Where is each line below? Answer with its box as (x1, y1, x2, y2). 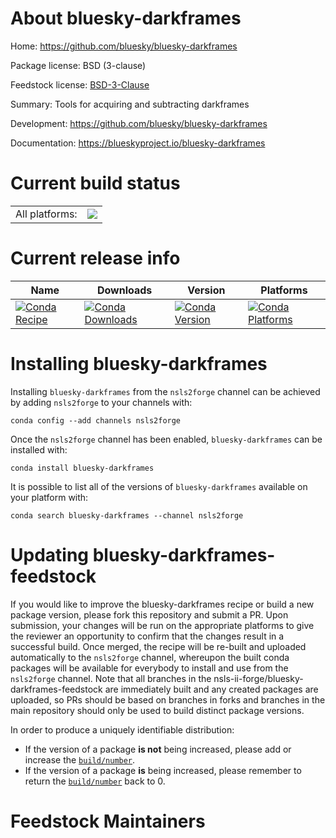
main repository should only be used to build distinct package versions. (10, 704, 305, 716)
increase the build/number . (24, 753, 136, 766)
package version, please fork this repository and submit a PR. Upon (10, 608, 289, 621)
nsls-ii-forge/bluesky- (213, 672, 304, 684)
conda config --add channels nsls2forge (10, 415, 182, 426)
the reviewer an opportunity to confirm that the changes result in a (10, 630, 285, 642)
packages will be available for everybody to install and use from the (10, 662, 289, 674)
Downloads (96, 283, 153, 297)
